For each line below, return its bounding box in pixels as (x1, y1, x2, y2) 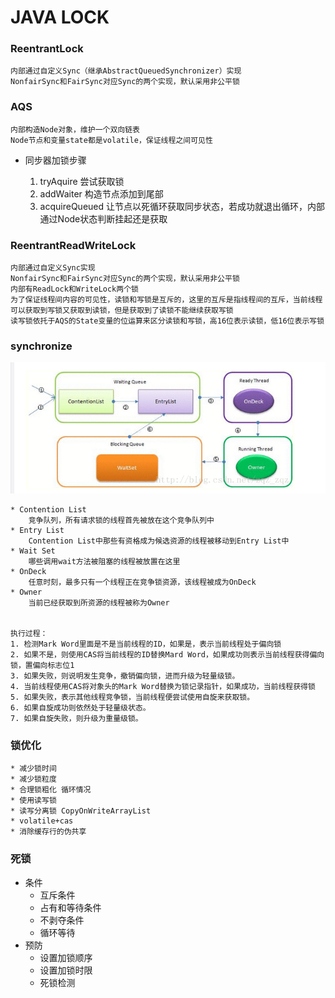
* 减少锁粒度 (10, 774, 57, 785)
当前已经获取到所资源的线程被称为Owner (28, 598, 170, 608)
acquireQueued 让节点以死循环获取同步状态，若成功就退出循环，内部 (39, 200, 325, 212)
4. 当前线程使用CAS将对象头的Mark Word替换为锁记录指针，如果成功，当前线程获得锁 (10, 682, 316, 692)
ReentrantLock (10, 42, 84, 56)
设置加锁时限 (39, 964, 93, 976)
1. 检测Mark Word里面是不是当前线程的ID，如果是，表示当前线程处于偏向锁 (10, 639, 282, 650)
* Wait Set (10, 546, 56, 556)
